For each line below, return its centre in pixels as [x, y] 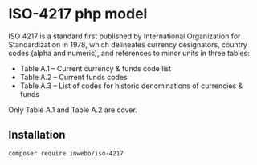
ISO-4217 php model [78, 14]
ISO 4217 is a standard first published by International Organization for [124, 36]
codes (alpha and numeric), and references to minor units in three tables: [129, 53]
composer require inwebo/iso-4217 [66, 153]
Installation [37, 135]
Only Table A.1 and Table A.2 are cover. [73, 110]
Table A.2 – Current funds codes [73, 77]
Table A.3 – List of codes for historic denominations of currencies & [131, 86]
